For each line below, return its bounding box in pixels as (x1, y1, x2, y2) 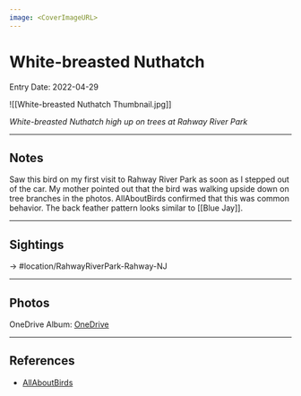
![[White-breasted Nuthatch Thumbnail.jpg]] (9, 99, 172, 109)
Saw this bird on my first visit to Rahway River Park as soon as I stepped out (9, 174, 289, 185)
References (9, 353, 75, 368)
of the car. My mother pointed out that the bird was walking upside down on (9, 184, 289, 194)
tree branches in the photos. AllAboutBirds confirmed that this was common (9, 194, 289, 204)
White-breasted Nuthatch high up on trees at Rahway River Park (9, 116, 248, 126)
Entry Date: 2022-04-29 (9, 82, 99, 92)
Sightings (9, 237, 64, 252)
